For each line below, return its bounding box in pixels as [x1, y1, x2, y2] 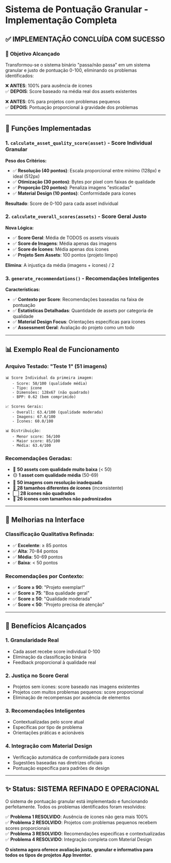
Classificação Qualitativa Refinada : [5, 531, 94, 538]
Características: [5, 286, 41, 292]
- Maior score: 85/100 [12, 438, 60, 443]
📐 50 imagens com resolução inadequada [12, 480, 103, 486]
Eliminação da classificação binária [12, 653, 87, 660]
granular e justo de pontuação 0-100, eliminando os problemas [5, 67, 137, 73]
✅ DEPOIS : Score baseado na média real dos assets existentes [5, 88, 137, 94]
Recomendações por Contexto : [5, 573, 84, 580]
